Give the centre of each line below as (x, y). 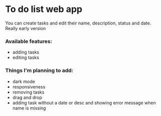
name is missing (29, 108)
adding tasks (26, 52)
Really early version (26, 28)
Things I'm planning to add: (39, 70)
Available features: (29, 41)
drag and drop (27, 97)
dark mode (24, 81)
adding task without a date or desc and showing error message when (84, 102)
